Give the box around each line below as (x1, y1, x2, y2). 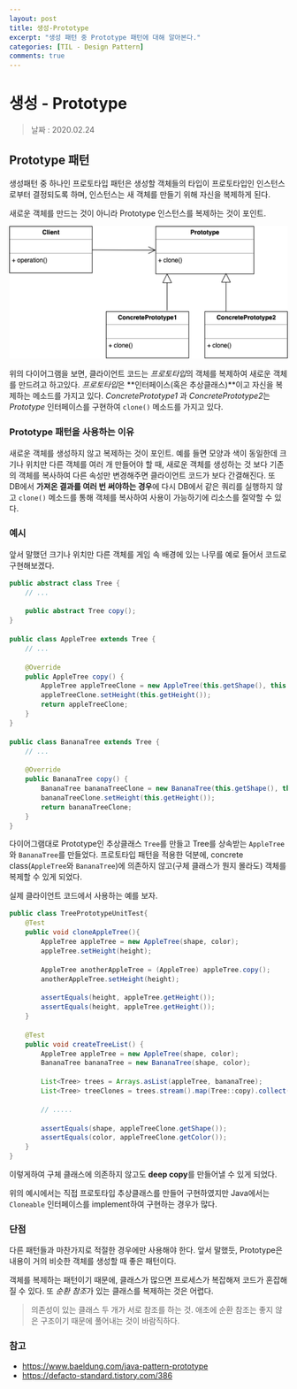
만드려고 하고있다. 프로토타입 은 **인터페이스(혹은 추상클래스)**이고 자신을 (18, 380, 274, 390)
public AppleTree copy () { (25, 672, 125, 681)
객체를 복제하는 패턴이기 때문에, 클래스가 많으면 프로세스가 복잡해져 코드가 (9, 1275, 264, 1285)
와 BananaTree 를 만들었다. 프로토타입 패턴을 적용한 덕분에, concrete (9, 849, 244, 860)
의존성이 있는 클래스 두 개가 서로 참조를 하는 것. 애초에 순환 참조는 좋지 (30, 1305, 274, 1316)
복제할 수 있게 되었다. (9, 871, 82, 882)
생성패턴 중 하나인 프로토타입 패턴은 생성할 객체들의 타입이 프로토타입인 (9, 178, 255, 188)
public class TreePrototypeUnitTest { (9, 909, 148, 918)
